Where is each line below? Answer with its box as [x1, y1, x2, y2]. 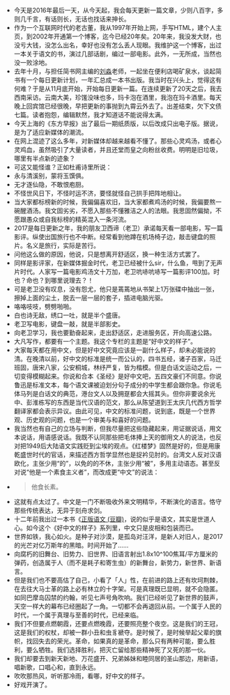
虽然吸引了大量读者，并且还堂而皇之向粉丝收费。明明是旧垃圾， [38, 146, 222, 153]
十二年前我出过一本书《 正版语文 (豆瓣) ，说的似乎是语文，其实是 [13, 515, 197, 523]
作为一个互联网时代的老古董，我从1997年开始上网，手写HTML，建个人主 [13, 24, 222, 31]
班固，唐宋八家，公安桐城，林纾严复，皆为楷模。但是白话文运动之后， [13, 363, 216, 372]
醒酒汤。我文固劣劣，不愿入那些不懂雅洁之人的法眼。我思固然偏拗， [20, 206, 216, 215]
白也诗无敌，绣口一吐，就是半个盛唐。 [13, 311, 124, 319]
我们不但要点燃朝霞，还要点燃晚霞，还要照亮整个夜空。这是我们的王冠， [13, 620, 222, 627]
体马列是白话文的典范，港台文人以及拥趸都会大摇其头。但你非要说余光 [13, 390, 216, 397]
